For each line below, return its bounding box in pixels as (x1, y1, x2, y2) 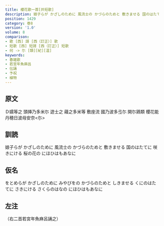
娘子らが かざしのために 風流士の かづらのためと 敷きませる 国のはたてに (5, 144, 152, 150)
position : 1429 (5, 16, 36, 21)
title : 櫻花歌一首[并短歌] (5, 7, 54, 12)
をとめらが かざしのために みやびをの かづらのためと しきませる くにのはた (5, 180, 156, 186)
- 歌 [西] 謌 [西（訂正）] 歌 (5, 39, 58, 44)
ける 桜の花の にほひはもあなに (13, 150, 76, 157)
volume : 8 (5, 30, 25, 35)
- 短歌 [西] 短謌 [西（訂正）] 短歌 (5, 44, 69, 48)
